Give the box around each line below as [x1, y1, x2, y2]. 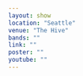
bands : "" [8, 33, 41, 42]
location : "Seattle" [8, 19, 77, 27]
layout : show [8, 11, 51, 20]
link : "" [8, 41, 37, 49]
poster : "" [8, 48, 44, 56]
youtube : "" [8, 56, 47, 64]
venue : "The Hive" [8, 26, 69, 34]
